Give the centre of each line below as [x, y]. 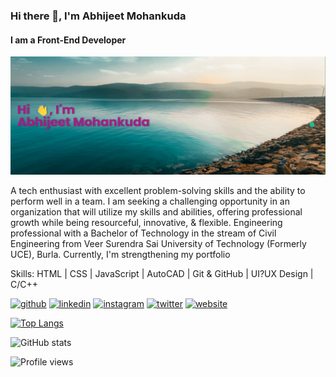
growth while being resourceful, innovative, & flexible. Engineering [146, 223]
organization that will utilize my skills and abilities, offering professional [156, 212]
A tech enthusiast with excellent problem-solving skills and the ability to [158, 191]
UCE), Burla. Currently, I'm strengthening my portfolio [120, 255]
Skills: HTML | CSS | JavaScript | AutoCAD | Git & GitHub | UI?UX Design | [162, 274]
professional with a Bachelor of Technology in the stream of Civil [143, 233]
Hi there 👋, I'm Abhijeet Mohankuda [98, 16]
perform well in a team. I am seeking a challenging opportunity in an [150, 201]
